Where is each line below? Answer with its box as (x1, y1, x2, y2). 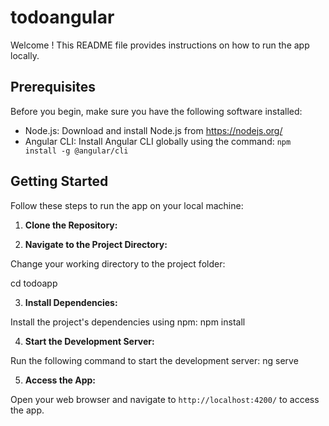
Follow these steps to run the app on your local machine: (10, 199, 244, 211)
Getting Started (10, 173, 109, 190)
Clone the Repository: (24, 219, 118, 231)
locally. (10, 49, 40, 61)
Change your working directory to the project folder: (10, 257, 226, 270)
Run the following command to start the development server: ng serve (10, 354, 299, 366)
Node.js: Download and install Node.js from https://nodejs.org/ (24, 124, 283, 136)
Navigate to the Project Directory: (24, 238, 168, 250)
